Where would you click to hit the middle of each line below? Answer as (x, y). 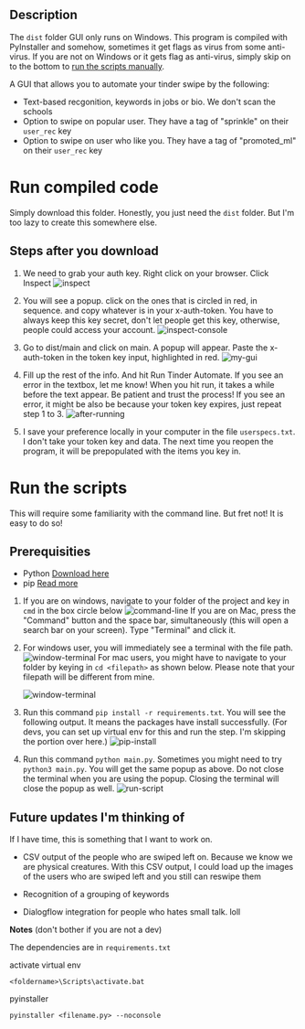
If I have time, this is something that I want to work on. (111, 840)
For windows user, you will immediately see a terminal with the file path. (158, 648)
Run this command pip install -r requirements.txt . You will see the (154, 713)
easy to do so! (36, 523)
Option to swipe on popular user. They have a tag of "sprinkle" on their (156, 121)
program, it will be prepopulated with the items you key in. (132, 451)
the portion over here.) (65, 742)
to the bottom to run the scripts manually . (87, 66)
